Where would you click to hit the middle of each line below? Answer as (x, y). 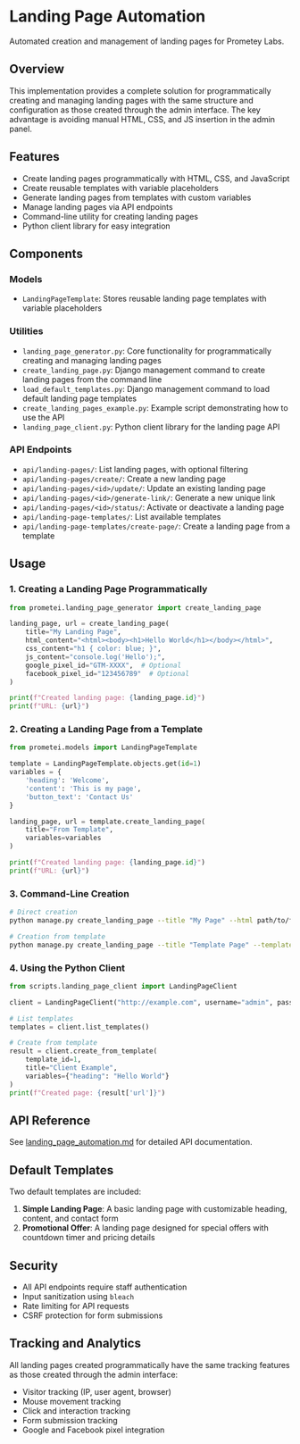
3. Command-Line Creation (69, 893)
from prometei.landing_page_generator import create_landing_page (135, 608)
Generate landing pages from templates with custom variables (137, 197)
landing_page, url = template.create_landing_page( (107, 822)
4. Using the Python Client (67, 968)
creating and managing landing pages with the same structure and (131, 100)
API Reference (50, 1120)
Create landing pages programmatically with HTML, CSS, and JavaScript (156, 178)
